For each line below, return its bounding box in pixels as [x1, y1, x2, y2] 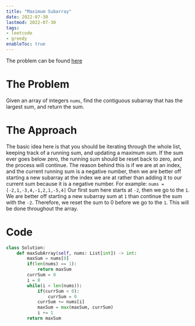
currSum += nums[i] [37, 299, 85, 305]
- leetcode [6, 30, 33, 36]
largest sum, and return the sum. [6, 103, 85, 110]
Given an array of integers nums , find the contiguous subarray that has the [6, 97, 183, 104]
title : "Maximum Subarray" [6, 8, 72, 15]
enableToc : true [6, 41, 46, 47]
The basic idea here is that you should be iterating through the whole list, [6, 143, 182, 150]
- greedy [6, 36, 27, 41]
